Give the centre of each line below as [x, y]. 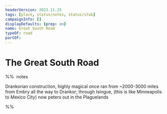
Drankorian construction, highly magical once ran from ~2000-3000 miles [82, 86]
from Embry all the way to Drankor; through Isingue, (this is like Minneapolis [84, 91]
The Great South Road [52, 63]
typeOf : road [19, 33]
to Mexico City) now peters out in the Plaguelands [57, 97]
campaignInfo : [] [23, 19]
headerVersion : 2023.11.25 [33, 10]
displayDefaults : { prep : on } [36, 24]
